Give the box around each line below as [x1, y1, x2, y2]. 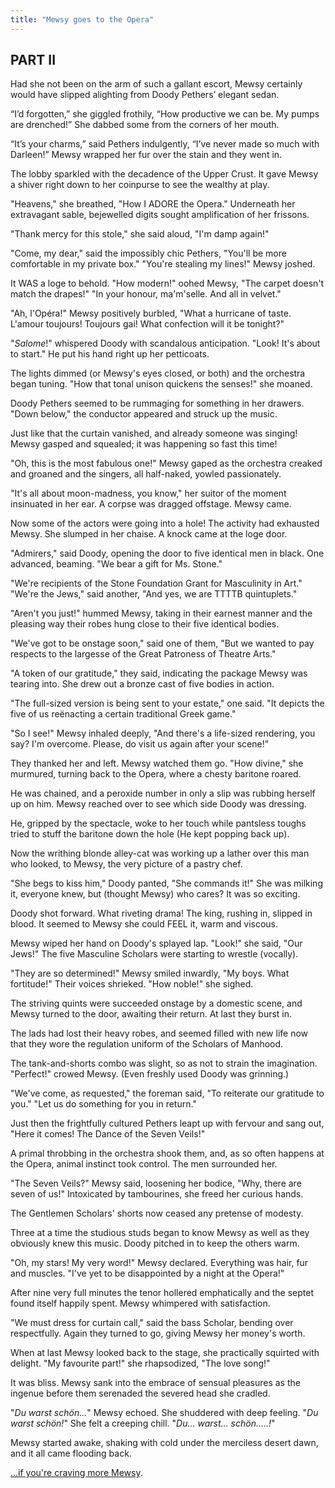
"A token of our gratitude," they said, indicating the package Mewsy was [10, 667, 308, 680]
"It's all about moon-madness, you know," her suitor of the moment [10, 487, 287, 500]
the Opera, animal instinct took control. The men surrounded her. [10, 1158, 278, 1170]
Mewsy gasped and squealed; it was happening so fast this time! [10, 438, 278, 450]
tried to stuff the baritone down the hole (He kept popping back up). [10, 828, 290, 840]
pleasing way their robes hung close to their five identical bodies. [10, 618, 280, 630]
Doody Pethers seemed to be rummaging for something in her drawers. [10, 397, 305, 410]
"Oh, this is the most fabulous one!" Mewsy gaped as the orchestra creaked [10, 457, 323, 470]
